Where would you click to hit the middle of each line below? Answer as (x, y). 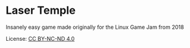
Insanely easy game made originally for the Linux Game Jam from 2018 (95, 27)
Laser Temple (41, 10)
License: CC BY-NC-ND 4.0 (40, 38)
